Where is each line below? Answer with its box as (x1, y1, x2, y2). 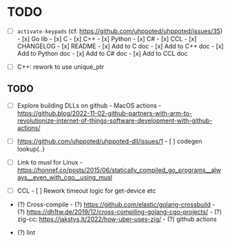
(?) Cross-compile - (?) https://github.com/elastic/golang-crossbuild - (17, 200, 216, 209)
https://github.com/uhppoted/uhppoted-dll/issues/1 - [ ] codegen (17, 137, 202, 145)
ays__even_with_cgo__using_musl (17, 173, 112, 182)
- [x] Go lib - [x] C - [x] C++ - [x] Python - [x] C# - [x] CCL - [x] (17, 35, 197, 43)
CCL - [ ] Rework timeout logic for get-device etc (17, 187, 156, 195)
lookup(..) (17, 145, 45, 153)
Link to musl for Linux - (17, 158, 83, 166)
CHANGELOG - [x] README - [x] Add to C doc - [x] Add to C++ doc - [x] (17, 42, 224, 50)
